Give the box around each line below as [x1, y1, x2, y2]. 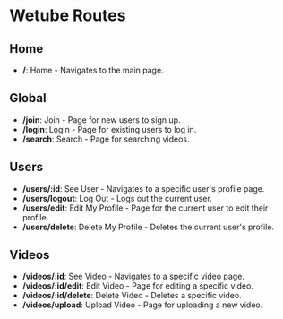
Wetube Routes [9, 5, 126, 26]
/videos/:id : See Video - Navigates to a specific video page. [21, 271, 244, 282]
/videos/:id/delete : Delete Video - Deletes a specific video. [21, 290, 242, 301]
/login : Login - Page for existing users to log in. [21, 124, 197, 134]
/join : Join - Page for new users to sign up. [21, 114, 181, 125]
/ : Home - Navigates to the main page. [21, 65, 164, 75]
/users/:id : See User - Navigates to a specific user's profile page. [21, 183, 265, 194]
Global [9, 91, 47, 106]
